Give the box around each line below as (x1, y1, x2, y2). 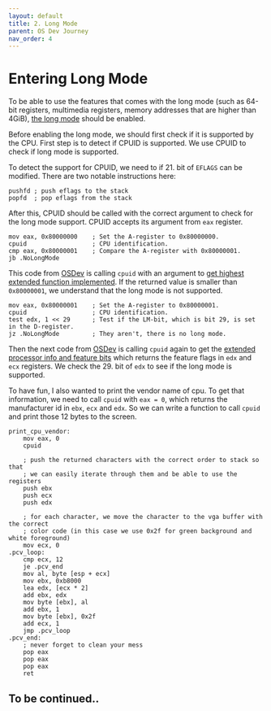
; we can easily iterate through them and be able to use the (23, 470, 238, 478)
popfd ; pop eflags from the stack (8, 194, 132, 203)
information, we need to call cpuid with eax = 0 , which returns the (8, 395, 228, 404)
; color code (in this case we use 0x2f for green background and (23, 527, 252, 535)
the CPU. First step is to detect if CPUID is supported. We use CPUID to (8, 138, 247, 148)
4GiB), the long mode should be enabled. (8, 114, 146, 124)
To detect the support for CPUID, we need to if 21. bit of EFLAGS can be (8, 163, 243, 172)
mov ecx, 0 (23, 542, 60, 550)
